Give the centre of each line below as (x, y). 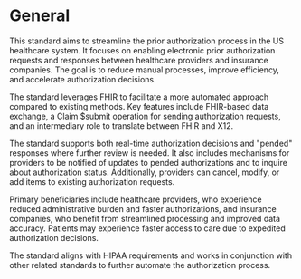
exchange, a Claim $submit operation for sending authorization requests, (146, 116)
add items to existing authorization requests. (92, 181)
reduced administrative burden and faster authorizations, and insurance (143, 208)
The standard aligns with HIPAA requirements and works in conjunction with (150, 255)
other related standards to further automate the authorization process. (140, 265)
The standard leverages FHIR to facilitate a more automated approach (139, 97)
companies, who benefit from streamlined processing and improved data (145, 218)
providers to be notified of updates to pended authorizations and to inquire (148, 162)
